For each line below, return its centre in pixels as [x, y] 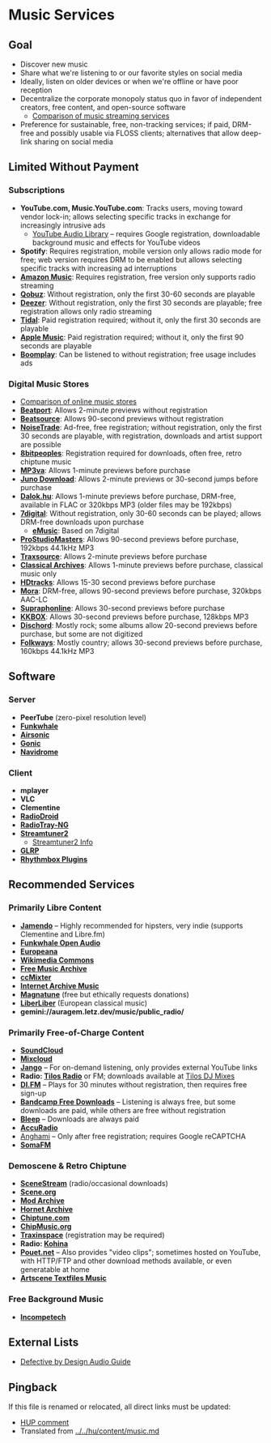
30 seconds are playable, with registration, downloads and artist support [141, 436]
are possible [41, 444]
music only [38, 574]
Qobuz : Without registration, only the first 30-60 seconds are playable [138, 294]
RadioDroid [39, 816]
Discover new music [54, 64]
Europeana [39, 951]
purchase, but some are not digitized [81, 634]
